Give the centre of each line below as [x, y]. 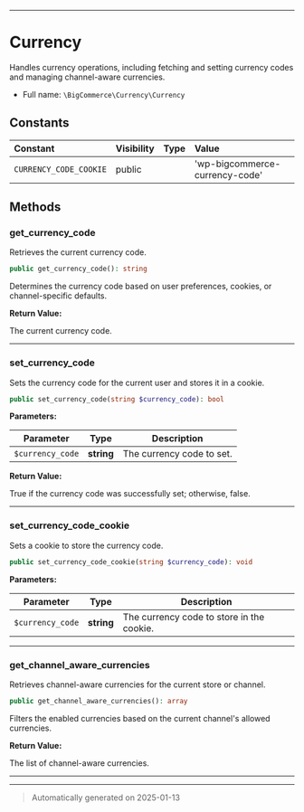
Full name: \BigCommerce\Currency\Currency [104, 94]
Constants [39, 123]
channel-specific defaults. [58, 296]
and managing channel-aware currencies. [87, 77]
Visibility [135, 148]
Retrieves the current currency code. [78, 252]
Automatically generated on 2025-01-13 [106, 798]
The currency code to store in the [194, 617]
